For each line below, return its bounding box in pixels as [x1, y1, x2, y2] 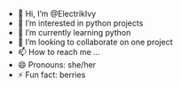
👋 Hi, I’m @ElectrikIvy [17, 9, 97, 19]
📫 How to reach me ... [17, 47, 100, 57]
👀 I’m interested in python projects [17, 18, 144, 28]
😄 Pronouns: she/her [17, 59, 96, 70]
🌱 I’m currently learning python [17, 28, 131, 37]
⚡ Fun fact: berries [17, 69, 86, 80]
